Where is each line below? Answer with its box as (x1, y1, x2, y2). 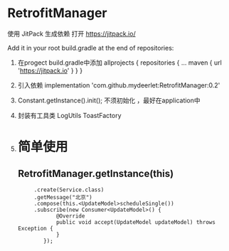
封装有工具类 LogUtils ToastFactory (17, 111, 122, 119)
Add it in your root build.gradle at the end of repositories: (7, 43, 174, 52)
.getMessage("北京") (33, 193, 92, 201)
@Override (55, 212, 85, 220)
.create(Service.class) (33, 186, 105, 193)
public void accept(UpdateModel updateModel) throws (55, 218, 215, 225)
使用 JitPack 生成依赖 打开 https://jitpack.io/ (7, 29, 137, 38)
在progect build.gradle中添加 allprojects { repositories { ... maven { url (17, 58, 222, 67)
